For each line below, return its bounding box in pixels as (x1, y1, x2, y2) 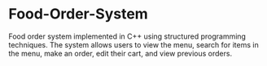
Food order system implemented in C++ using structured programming (8, 31, 247, 41)
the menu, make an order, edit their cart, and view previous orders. (8, 48, 233, 58)
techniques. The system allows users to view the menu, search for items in (8, 39, 259, 49)
